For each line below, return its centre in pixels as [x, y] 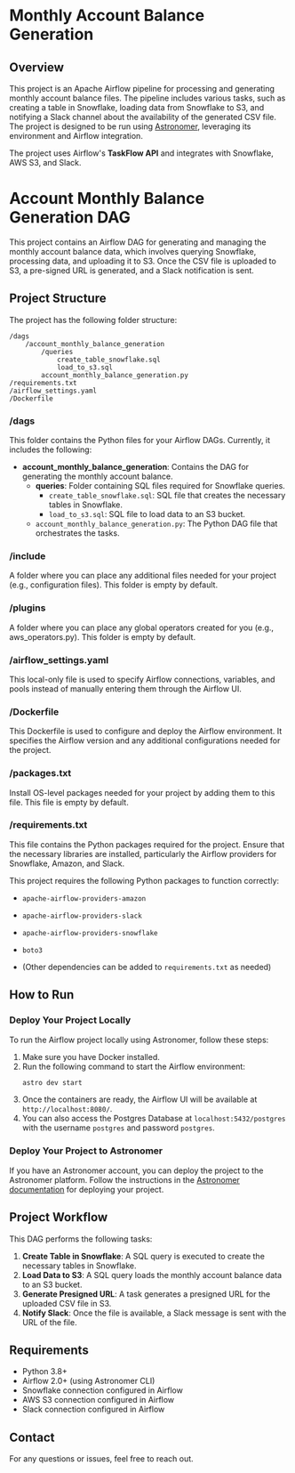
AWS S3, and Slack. [45, 162]
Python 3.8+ [45, 1372]
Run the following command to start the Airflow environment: [134, 1066]
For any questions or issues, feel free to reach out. [101, 1459]
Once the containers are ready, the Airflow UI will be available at [140, 1099]
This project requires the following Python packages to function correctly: [144, 880]
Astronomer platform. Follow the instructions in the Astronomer [124, 1179]
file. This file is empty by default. [69, 802]
